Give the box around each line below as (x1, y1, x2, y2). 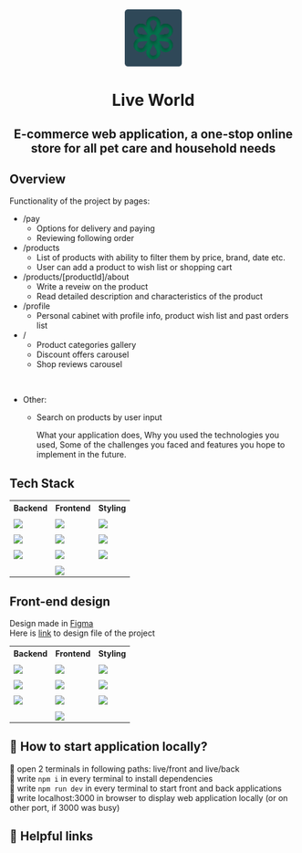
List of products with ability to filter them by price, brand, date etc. (36, 252, 286, 263)
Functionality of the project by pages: (9, 195, 151, 206)
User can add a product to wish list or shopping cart (36, 262, 233, 273)
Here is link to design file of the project (9, 627, 155, 638)
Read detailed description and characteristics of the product (36, 291, 263, 302)
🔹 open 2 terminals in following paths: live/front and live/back (9, 763, 240, 774)
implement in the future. (36, 449, 127, 460)
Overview (9, 171, 67, 186)
